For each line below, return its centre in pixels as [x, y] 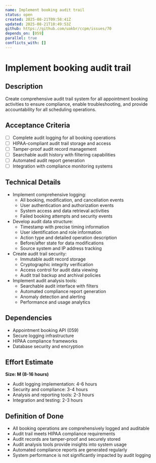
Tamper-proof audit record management [55, 149]
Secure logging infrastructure [43, 335]
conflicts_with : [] [26, 43]
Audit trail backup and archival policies [60, 275]
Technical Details [33, 182]
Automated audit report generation [48, 160]
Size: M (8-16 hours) [27, 374]
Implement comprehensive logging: [49, 194]
